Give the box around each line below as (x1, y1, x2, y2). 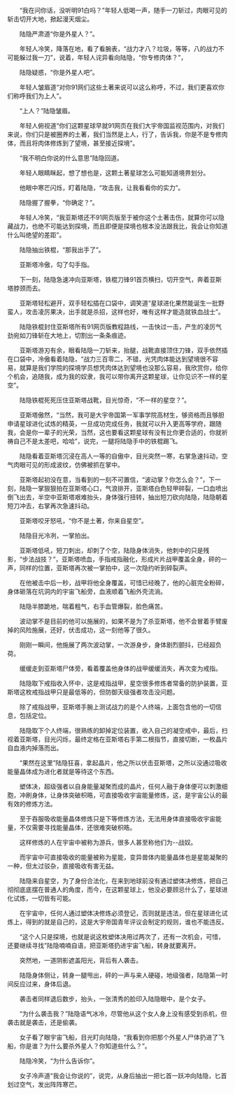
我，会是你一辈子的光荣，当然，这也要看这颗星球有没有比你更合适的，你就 (7, 429, 222, 436)
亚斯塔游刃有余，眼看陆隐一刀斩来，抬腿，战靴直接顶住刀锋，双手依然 (19, 346, 222, 355)
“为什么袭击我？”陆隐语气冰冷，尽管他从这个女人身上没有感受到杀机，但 (19, 1010, 227, 1017)
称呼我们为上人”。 (13, 92, 66, 100)
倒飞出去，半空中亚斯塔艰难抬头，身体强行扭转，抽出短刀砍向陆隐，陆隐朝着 (7, 493, 228, 501)
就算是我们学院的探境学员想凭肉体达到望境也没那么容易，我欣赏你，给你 (19, 364, 228, 372)
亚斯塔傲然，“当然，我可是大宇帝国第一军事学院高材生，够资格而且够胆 (19, 411, 225, 419)
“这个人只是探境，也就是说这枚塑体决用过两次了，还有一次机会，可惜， (19, 933, 225, 940)
